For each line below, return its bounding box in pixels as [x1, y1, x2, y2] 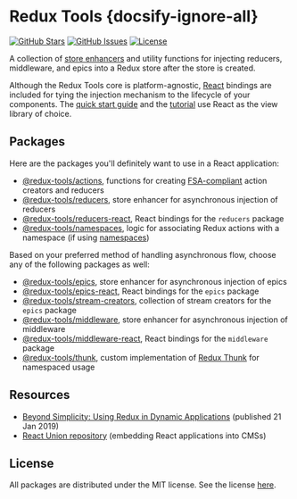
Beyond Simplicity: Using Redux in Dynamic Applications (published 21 [21, 411, 282, 421]
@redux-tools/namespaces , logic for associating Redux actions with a [21, 222, 280, 233]
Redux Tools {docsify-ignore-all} [9, 6, 259, 27]
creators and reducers [21, 185, 104, 195]
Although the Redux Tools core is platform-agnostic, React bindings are [9, 79, 272, 90]
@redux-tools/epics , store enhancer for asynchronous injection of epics [21, 276, 287, 287]
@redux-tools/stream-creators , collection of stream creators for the [21, 295, 272, 305]
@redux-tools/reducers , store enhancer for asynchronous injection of [21, 194, 278, 204]
